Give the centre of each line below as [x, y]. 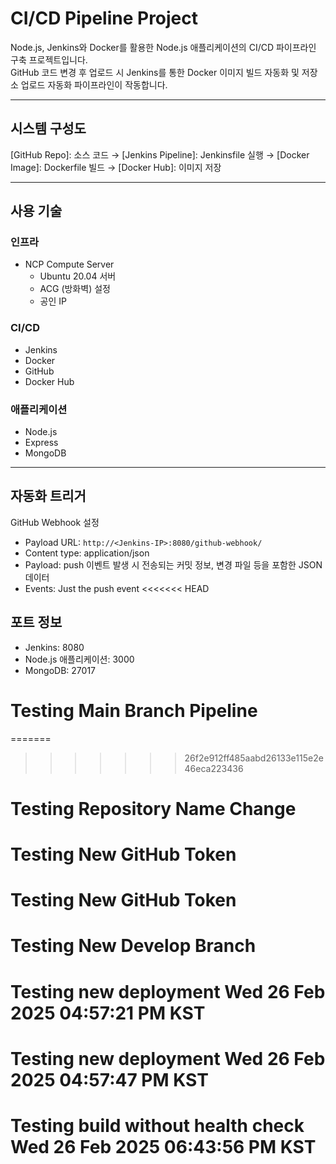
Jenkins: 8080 [54, 647]
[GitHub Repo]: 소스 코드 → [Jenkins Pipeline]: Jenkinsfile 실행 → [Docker [160, 154]
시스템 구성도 [48, 128]
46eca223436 [214, 768]
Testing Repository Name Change [153, 808]
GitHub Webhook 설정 [55, 522]
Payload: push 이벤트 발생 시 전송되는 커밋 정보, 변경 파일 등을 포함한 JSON [173, 564]
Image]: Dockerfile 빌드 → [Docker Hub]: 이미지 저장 [116, 167]
